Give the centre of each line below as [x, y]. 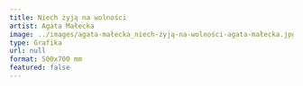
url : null [28, 51]
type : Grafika [36, 43]
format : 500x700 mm [46, 59]
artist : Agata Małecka [52, 26]
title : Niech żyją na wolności [68, 17]
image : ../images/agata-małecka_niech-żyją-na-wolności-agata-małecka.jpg [153, 34]
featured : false [40, 68]
